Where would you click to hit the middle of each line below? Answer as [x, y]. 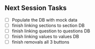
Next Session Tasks [36, 8]
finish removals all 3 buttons [41, 42]
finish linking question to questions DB [51, 31]
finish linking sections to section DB [48, 25]
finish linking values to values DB [46, 37]
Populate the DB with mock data [45, 20]
